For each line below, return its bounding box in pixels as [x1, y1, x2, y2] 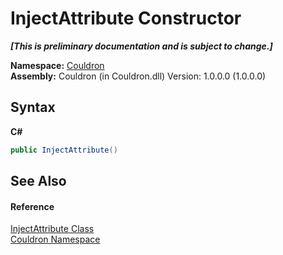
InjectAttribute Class [10, 223, 95, 235]
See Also [10, 173, 67, 190]
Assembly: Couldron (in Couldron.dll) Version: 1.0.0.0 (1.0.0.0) [10, 70, 267, 82]
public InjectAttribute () [10, 145, 118, 155]
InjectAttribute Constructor [10, 7, 242, 30]
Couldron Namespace [10, 233, 101, 246]
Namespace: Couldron [10, 59, 105, 71]
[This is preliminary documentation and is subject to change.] [10, 40, 273, 52]
